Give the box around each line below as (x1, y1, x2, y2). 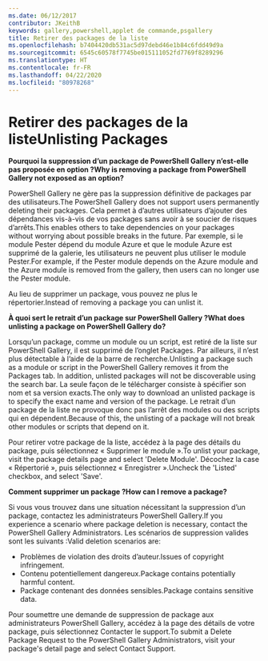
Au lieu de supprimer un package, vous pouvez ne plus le (8, 289, 198, 299)
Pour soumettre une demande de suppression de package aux (8, 610, 214, 619)
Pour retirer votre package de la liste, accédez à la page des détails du (8, 437, 242, 448)
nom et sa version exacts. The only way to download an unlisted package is (8, 388, 256, 398)
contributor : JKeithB (8, 19, 81, 27)
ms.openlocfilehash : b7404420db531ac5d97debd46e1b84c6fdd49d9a (8, 42, 224, 50)
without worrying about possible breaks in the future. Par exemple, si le (8, 231, 244, 241)
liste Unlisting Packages (8, 129, 168, 148)
